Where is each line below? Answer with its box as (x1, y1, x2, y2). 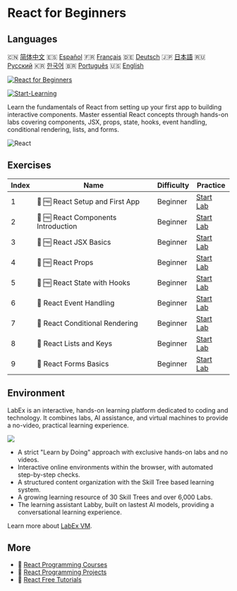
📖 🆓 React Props (37, 257, 94, 267)
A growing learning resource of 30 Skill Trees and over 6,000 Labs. (17, 492, 213, 501)
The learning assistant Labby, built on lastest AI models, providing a (17, 500, 214, 508)
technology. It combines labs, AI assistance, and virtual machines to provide (7, 413, 229, 422)
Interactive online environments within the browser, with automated (17, 463, 214, 471)
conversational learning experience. (17, 508, 122, 516)
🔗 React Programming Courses (17, 561, 108, 569)
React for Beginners (7, 5, 127, 21)
